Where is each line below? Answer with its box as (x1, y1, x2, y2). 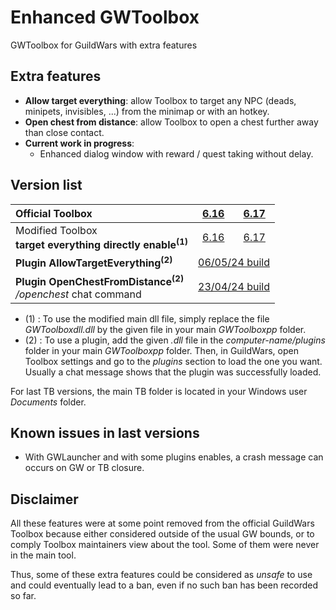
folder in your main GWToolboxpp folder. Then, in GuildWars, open (24, 344, 299, 356)
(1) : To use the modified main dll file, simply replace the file (24, 312, 270, 325)
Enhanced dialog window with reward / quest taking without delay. (39, 147, 314, 160)
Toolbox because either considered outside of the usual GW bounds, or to (10, 528, 315, 540)
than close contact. (24, 126, 105, 138)
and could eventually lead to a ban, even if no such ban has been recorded (10, 579, 319, 591)
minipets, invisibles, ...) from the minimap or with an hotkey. (24, 105, 270, 117)
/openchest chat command (15, 287, 142, 301)
